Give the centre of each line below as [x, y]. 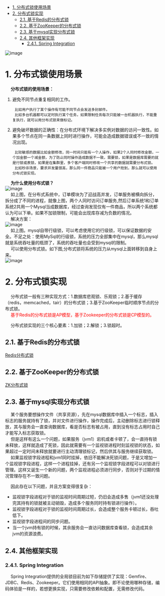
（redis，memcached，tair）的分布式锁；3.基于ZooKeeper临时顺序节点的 [80, 302]
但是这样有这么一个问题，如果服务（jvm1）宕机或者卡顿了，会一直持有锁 [84, 439]
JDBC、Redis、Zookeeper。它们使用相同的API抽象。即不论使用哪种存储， [80, 582]
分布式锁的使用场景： [32, 89]
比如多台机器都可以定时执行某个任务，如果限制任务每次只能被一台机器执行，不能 [84, 115]
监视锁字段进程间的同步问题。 [42, 521]
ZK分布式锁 [17, 385]
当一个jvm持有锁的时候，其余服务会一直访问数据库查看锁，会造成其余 [82, 528]
